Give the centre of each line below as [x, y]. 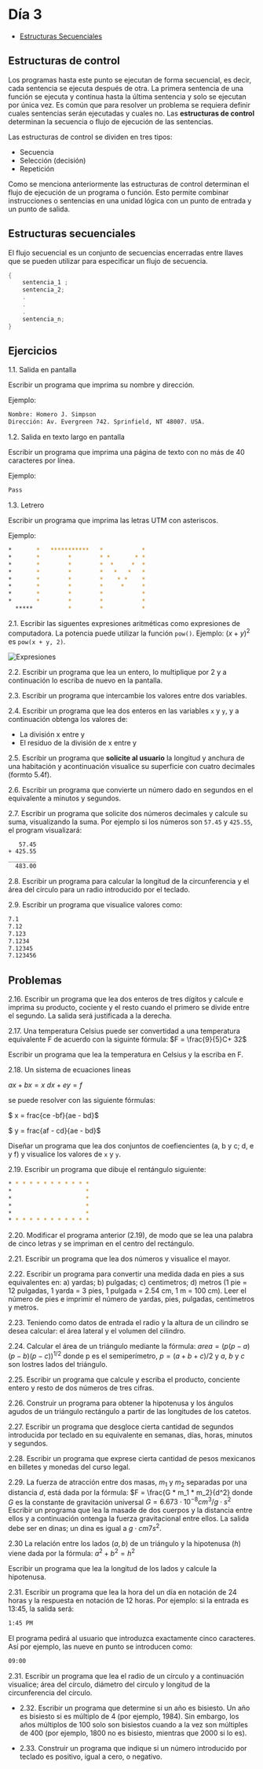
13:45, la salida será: [41, 1609]
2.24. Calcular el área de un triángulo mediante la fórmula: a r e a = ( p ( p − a [128, 1346]
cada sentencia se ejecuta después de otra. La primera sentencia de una [126, 88]
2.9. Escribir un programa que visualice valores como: [95, 905]
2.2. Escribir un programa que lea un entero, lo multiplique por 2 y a [117, 672]
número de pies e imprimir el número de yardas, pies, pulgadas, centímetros [131, 1299]
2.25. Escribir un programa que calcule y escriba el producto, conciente [124, 1379]
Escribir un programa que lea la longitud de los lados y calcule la [113, 1568]
